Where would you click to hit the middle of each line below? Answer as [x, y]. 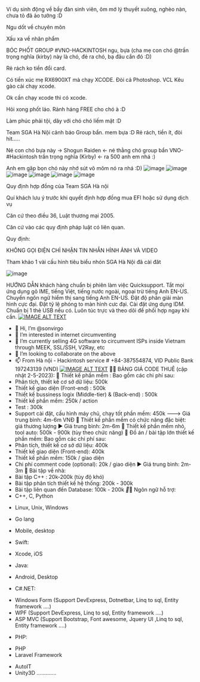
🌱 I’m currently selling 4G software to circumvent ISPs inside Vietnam [100, 341]
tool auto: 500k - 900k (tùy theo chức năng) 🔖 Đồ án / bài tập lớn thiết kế [104, 432]
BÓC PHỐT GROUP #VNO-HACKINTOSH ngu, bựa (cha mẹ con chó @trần [98, 50]
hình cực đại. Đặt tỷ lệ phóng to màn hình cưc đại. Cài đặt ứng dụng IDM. [96, 304]
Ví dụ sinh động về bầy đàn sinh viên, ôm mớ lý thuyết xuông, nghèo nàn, [96, 9]
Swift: [22, 542]
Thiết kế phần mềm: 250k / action [56, 401]
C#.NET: [25, 589]
